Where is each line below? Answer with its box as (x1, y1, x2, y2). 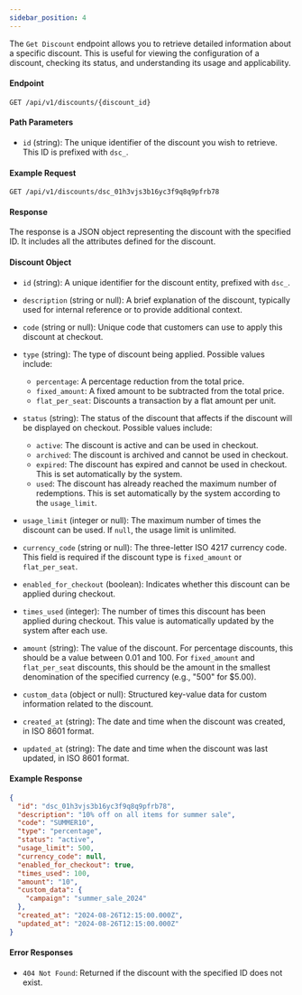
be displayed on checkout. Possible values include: (22, 422, 213, 433)
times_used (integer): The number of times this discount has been (22, 605, 266, 616)
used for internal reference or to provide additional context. (22, 304, 243, 314)
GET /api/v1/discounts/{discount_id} (9, 98, 151, 107)
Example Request (9, 167, 77, 178)
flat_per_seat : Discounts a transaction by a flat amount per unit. (35, 395, 277, 406)
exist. (22, 977, 43, 988)
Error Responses (9, 947, 74, 958)
